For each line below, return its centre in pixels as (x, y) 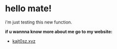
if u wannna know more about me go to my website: (59, 31)
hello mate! (29, 9)
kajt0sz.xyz (24, 41)
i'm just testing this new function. (39, 22)
